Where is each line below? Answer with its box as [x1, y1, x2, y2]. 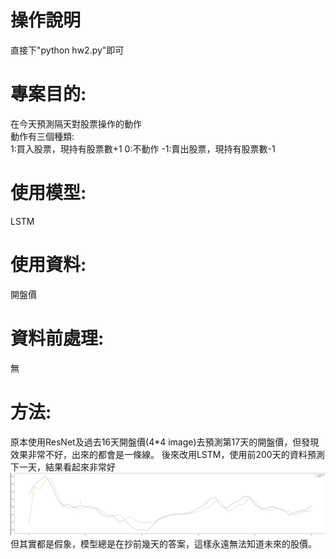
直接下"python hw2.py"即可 [10, 44, 125, 56]
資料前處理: [10, 327, 105, 350]
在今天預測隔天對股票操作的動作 [10, 117, 142, 130]
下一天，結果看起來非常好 [10, 461, 116, 473]
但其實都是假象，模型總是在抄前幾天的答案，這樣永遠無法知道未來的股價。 [10, 538, 317, 550]
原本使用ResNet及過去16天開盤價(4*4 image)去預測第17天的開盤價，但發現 [10, 436, 320, 448]
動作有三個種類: [10, 130, 75, 142]
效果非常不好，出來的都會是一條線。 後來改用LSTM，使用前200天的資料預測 [10, 448, 325, 460]
